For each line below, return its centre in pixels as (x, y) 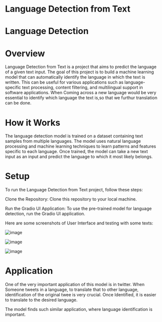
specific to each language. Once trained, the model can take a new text (77, 152)
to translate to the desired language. (41, 300)
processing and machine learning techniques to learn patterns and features (81, 146)
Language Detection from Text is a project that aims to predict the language (81, 67)
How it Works (33, 123)
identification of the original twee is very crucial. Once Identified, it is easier (81, 295)
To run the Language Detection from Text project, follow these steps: (74, 190)
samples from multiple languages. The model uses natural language (73, 141)
